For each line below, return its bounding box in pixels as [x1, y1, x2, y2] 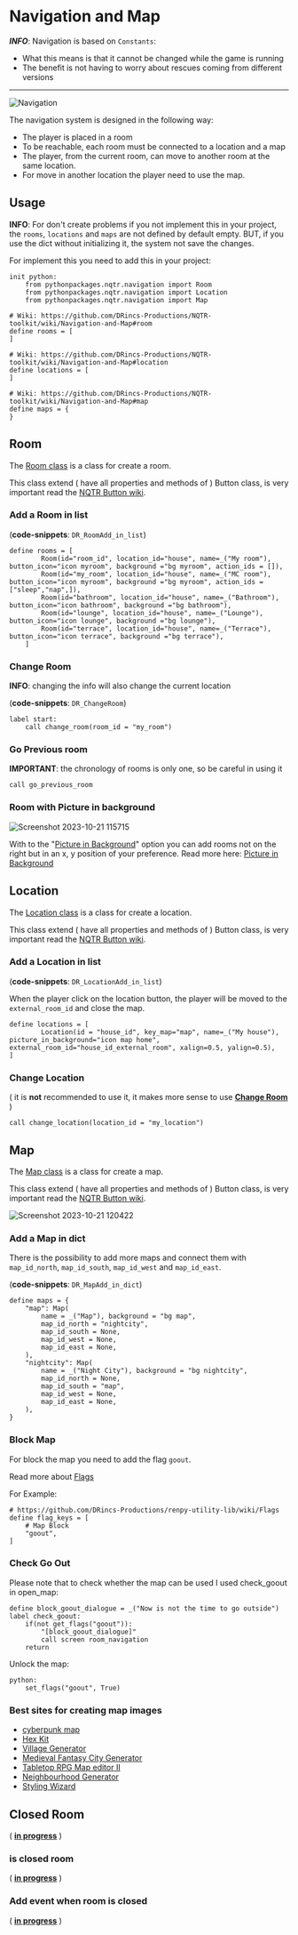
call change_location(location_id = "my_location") [9, 1119, 204, 1128]
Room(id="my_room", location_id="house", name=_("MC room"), [41, 569, 272, 579]
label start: [9, 715, 58, 724]
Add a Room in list [9, 509, 89, 521]
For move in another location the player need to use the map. [21, 169, 246, 180]
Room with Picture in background [9, 801, 156, 814]
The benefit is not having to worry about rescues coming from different [21, 62, 282, 73]
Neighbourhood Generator [21, 1771, 120, 1782]
